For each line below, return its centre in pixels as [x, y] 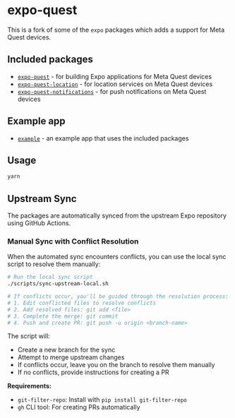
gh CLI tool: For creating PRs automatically [79, 407]
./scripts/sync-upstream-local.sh [58, 284]
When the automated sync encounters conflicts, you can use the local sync [117, 257]
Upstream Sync [42, 199]
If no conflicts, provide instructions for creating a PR [93, 372]
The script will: [29, 336]
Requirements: [29, 386]
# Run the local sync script [50, 277]
